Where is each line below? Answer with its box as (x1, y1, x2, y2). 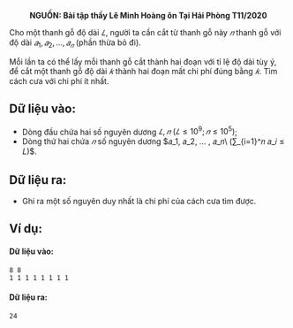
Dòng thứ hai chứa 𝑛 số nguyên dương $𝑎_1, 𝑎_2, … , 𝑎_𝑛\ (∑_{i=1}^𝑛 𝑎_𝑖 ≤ (21, 136, 285, 147)
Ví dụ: (9, 221, 42, 236)
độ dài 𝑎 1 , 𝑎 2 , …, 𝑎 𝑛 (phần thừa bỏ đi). (9, 37, 141, 50)
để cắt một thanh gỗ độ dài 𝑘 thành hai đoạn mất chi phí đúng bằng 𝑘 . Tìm (9, 65, 278, 76)
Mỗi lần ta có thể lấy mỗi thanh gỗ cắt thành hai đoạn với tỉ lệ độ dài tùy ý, (9, 56, 277, 67)
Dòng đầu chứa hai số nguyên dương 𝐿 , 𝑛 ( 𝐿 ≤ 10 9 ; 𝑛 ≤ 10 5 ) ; (21, 125, 238, 137)
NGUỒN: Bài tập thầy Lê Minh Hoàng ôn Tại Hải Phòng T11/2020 (29, 11, 267, 20)
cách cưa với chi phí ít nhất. (9, 75, 109, 86)
